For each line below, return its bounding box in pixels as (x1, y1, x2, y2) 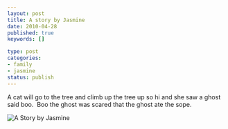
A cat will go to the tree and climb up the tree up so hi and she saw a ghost (7, 92, 221, 101)
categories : (7, 54, 42, 62)
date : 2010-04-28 (7, 23, 58, 30)
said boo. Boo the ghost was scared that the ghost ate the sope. (7, 100, 192, 108)
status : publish (7, 74, 54, 81)
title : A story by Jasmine (7, 17, 85, 23)
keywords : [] (7, 36, 45, 43)
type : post (7, 48, 39, 55)
